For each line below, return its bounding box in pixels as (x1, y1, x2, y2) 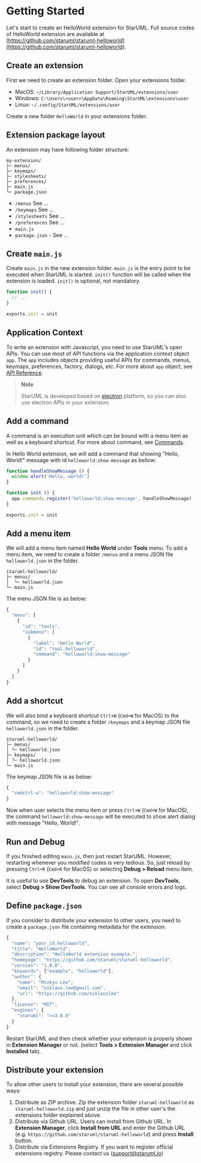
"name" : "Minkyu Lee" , (17, 979, 74, 985)
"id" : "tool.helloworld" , (32, 646, 98, 652)
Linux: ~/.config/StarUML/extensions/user (14, 101, 121, 108)
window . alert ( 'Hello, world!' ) (11, 473, 90, 479)
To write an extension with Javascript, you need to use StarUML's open (6, 343, 182, 350)
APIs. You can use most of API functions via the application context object (6, 350, 190, 357)
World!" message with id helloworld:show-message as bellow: (6, 456, 157, 463)
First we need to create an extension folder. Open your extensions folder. (6, 76, 187, 83)
